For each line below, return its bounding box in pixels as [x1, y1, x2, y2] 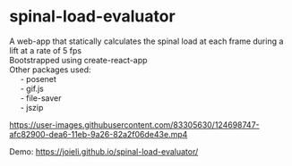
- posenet [20, 73, 56, 84]
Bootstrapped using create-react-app [9, 54, 148, 65]
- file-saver [20, 92, 62, 104]
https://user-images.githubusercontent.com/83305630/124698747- [9, 119, 260, 130]
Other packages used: [9, 64, 91, 75]
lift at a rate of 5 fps [9, 45, 82, 55]
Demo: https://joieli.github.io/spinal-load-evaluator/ [9, 145, 199, 157]
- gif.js [20, 83, 45, 94]
